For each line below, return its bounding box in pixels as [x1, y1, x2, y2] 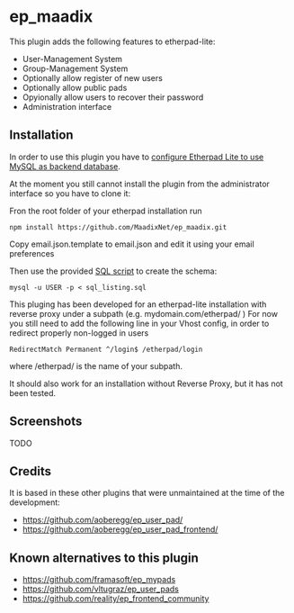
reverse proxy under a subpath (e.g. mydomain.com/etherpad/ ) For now [9, 308, 279, 319]
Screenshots [9, 414, 83, 429]
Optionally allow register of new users [22, 72, 164, 83]
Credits [9, 464, 52, 479]
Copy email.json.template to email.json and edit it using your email [9, 239, 254, 249]
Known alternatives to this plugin [9, 550, 200, 565]
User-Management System [22, 53, 123, 64]
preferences [9, 248, 55, 258]
